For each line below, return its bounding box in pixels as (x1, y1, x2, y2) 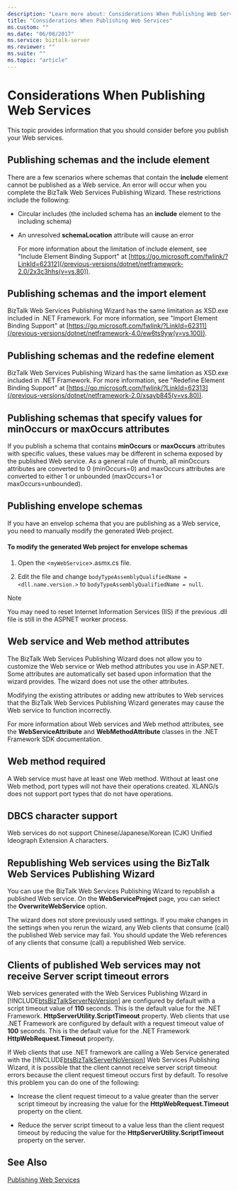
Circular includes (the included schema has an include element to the (17, 209, 221, 217)
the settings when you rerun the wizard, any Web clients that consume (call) (7, 923, 229, 932)
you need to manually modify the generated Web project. (7, 527, 174, 535)
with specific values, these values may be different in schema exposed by (7, 449, 223, 458)
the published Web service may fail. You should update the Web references (7, 931, 227, 939)
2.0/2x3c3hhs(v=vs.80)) (17, 267, 89, 276)
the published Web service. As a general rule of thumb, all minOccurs (7, 456, 210, 465)
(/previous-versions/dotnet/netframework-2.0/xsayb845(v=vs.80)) (7, 392, 202, 400)
